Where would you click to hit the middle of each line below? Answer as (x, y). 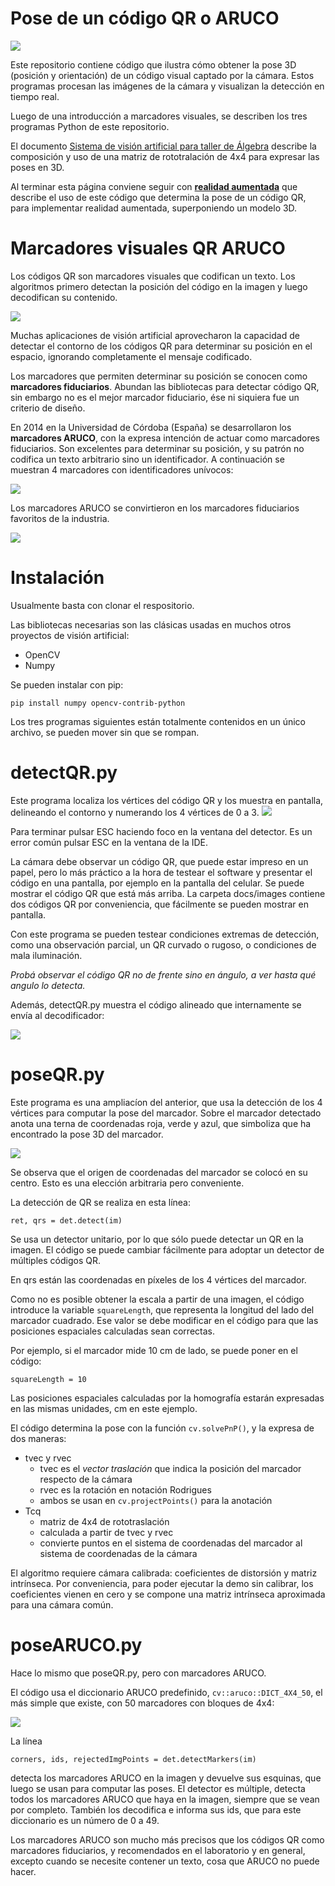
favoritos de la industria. (60, 518)
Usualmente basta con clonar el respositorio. (102, 605)
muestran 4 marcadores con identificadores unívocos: (122, 469)
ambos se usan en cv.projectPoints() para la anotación (156, 1500)
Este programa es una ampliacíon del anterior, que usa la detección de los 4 (166, 1102)
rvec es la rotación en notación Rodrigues (125, 1489)
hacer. (23, 1871)
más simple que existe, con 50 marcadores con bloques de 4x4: (142, 1703)
